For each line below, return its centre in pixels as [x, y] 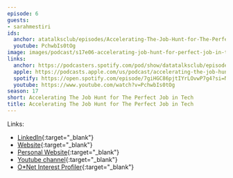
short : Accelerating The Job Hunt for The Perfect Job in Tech [101, 98]
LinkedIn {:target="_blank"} [55, 137]
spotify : [26, 78]
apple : [23, 72]
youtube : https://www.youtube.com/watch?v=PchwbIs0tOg [94, 85]
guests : [18, 20]
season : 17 [23, 91]
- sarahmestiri [29, 26]
